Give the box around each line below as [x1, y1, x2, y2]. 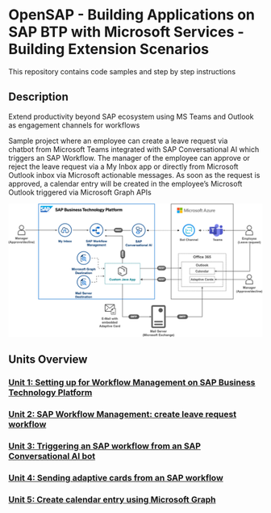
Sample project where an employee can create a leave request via [8, 136, 228, 145]
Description [8, 90, 69, 104]
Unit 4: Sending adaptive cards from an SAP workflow [8, 473, 223, 484]
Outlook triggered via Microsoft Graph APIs [8, 187, 152, 197]
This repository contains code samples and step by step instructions [8, 66, 236, 76]
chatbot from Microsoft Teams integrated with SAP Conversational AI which [8, 144, 260, 154]
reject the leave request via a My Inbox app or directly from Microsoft [8, 162, 239, 171]
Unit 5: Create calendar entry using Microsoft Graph [8, 494, 216, 506]
